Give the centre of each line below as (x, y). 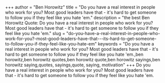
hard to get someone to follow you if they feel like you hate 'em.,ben (74, 54)
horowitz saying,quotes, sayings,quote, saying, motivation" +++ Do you (78, 65)
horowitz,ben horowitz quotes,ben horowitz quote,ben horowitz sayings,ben (83, 60)
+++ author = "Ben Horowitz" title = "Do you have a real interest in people (80, 7)
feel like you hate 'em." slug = (35, 33)
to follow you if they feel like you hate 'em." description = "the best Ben (77, 18)
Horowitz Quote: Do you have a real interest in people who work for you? (79, 23)
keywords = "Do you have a (126, 44)
